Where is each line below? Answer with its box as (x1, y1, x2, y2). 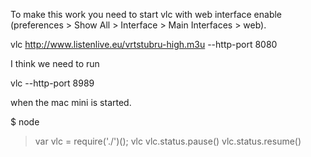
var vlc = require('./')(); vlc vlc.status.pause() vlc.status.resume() (34, 135, 302, 147)
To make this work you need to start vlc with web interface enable (10, 9, 283, 20)
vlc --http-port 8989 (10, 77, 95, 89)
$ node (10, 116, 40, 128)
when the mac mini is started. (10, 97, 132, 108)
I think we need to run (10, 58, 100, 69)
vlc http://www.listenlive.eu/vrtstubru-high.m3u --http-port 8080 (10, 39, 278, 50)
